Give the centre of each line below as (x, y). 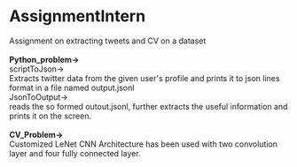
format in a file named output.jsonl (72, 87)
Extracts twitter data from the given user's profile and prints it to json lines (145, 78)
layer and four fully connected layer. (75, 153)
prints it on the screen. (50, 116)
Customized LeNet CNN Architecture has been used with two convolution (143, 144)
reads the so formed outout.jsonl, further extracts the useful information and (148, 106)
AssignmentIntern (78, 16)
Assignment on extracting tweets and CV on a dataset (108, 41)
